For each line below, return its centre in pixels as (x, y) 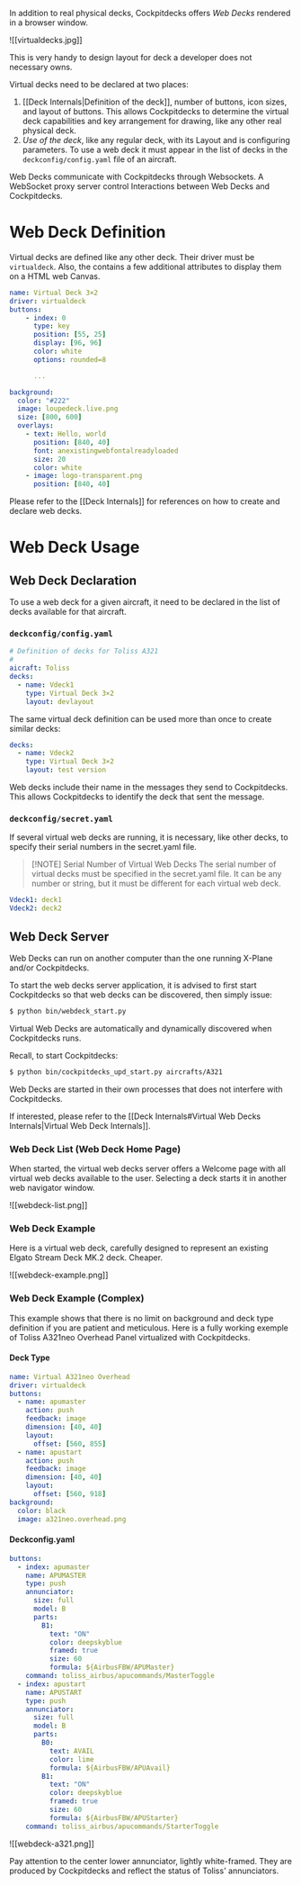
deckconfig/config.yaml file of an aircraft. (99, 159)
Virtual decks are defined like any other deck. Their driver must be (132, 257)
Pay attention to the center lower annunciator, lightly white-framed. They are (150, 1861)
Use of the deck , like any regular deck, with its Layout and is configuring (156, 140)
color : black (42, 1511)
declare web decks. (46, 511)
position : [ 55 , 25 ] (69, 335)
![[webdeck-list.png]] (49, 1205)
